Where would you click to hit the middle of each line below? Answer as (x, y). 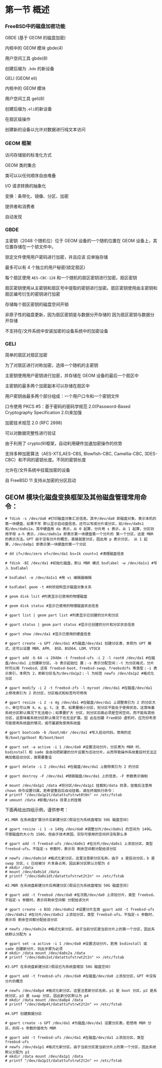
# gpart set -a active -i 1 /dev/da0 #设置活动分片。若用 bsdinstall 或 (76, 944)
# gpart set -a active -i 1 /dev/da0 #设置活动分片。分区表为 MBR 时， (74, 747)
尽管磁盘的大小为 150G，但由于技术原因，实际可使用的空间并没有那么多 (66, 834)
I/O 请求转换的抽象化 (26, 186)
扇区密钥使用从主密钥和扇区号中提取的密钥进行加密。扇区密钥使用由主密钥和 (81, 288)
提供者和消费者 (20, 206)
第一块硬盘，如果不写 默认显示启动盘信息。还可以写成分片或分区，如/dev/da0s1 (74, 524)
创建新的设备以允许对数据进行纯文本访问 (45, 129)
